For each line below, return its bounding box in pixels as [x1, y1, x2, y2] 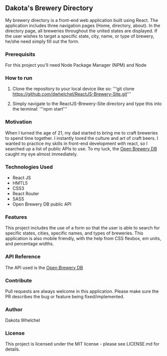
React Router [12, 191, 39, 196]
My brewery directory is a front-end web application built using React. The [5, 17, 159, 23]
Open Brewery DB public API [12, 201, 71, 207]
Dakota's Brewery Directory [5, 4, 93, 12]
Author [5, 306, 23, 313]
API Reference [5, 253, 41, 260]
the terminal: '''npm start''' [12, 106, 67, 112]
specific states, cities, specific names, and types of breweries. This [5, 230, 144, 236]
